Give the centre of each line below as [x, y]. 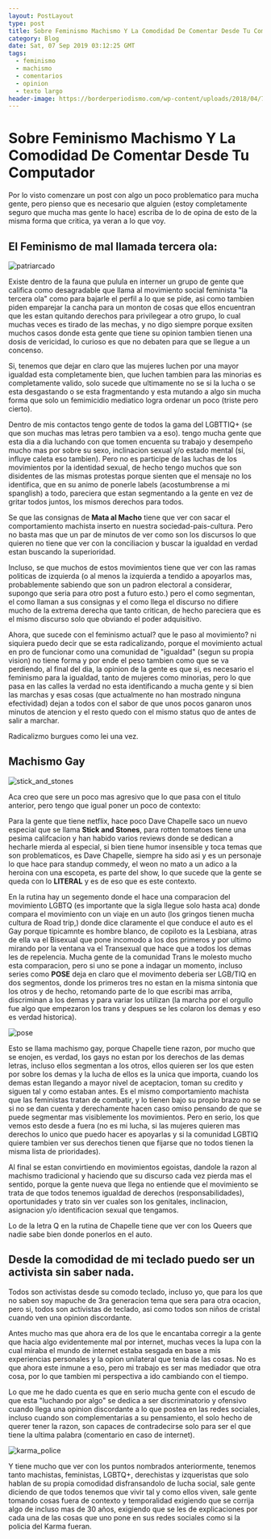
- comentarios [39, 76]
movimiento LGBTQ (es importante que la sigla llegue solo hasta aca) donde [134, 905]
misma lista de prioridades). [54, 1151]
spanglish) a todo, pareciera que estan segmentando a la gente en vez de [131, 493]
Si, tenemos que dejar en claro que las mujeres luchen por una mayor [124, 366]
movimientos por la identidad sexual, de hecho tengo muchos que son [125, 467]
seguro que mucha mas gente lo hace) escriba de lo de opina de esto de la [133, 213]
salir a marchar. [34, 721]
